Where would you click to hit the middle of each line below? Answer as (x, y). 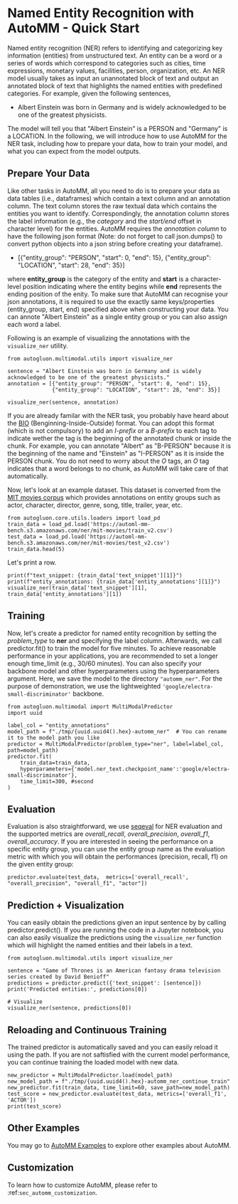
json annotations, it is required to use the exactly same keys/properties (111, 301)
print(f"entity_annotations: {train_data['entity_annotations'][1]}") (114, 582)
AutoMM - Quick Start (74, 28)
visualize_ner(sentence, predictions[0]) (70, 1008)
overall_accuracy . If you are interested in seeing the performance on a (110, 842)
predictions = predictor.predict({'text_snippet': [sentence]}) (104, 983)
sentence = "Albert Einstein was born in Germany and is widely (104, 371)
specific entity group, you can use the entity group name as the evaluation (116, 849)
